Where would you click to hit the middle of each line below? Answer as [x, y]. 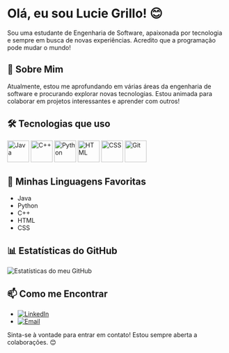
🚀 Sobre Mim [35, 69]
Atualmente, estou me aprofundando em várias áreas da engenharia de [109, 86]
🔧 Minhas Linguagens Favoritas [77, 181]
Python [27, 206]
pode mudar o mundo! [39, 47]
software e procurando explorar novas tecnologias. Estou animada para [110, 93]
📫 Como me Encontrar [57, 293]
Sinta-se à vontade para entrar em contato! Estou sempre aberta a [102, 335]
